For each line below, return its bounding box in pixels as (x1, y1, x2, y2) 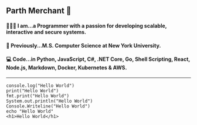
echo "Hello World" (6, 108, 54, 114)
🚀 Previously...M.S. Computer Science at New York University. (6, 42, 161, 49)
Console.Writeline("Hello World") (6, 103, 91, 109)
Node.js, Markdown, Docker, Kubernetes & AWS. (6, 64, 127, 71)
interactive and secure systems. (6, 28, 87, 35)
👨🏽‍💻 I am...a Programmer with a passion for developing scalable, (6, 22, 167, 29)
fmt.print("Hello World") (6, 93, 69, 99)
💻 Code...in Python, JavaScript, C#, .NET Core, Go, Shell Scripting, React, (6, 56, 191, 63)
